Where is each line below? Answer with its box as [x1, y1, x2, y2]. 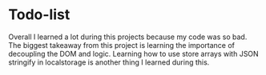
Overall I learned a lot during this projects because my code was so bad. [8, 32, 248, 41]
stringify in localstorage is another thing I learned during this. [8, 57, 210, 67]
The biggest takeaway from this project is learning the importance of [8, 40, 235, 49]
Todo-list [8, 6, 71, 24]
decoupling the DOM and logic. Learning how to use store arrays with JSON [8, 49, 259, 58]
